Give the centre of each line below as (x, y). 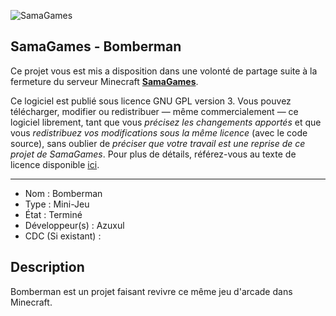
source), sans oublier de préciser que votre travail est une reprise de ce (158, 143)
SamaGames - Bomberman (96, 46)
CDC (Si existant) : (63, 236)
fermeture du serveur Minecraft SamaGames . (104, 81)
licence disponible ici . (55, 164)
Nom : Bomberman (63, 193)
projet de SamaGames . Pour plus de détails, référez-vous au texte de (153, 154)
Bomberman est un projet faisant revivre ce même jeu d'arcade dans (151, 291)
